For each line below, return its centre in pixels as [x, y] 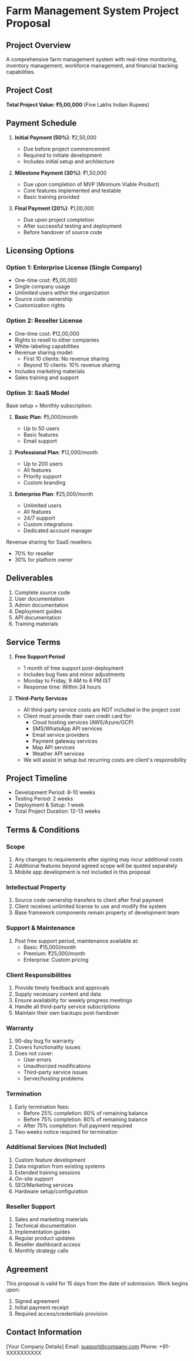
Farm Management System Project [93, 11]
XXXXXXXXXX [24, 1353]
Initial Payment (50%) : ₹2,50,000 [56, 137]
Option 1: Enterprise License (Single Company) [74, 267]
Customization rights [40, 306]
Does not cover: [34, 1054]
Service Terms [33, 642]
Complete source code [42, 592]
